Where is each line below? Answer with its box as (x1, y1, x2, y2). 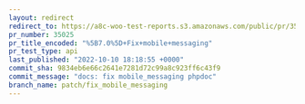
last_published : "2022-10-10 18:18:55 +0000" (8, 55, 184, 64)
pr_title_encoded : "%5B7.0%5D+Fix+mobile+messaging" (8, 38, 213, 48)
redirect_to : (8, 22, 58, 31)
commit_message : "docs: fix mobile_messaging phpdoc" (8, 72, 218, 81)
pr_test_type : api (8, 47, 78, 56)
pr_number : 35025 (8, 30, 75, 39)
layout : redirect (8, 13, 75, 23)
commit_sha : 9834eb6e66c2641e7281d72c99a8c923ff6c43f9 (8, 64, 221, 73)
